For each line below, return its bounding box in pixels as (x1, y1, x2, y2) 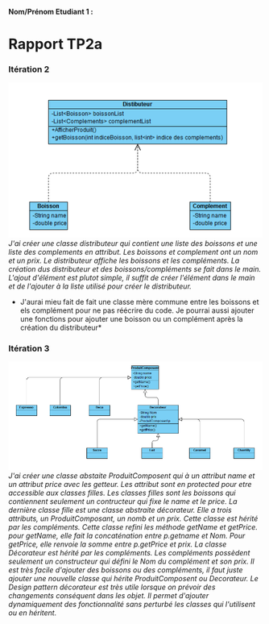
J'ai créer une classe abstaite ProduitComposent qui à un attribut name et (8, 471, 255, 480)
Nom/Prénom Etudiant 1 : (8, 7, 93, 16)
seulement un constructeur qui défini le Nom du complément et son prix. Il (8, 556, 255, 566)
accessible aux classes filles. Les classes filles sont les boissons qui (8, 488, 236, 497)
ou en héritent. (8, 608, 57, 618)
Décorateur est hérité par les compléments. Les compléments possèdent (8, 547, 250, 557)
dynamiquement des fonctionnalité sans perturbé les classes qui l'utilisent (8, 599, 256, 609)
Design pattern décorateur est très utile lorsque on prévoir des (8, 582, 216, 592)
